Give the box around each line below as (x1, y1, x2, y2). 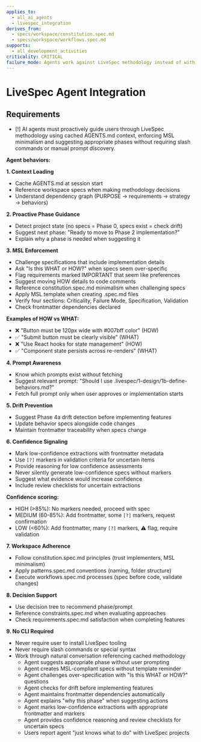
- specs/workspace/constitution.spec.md (11, 31, 114, 37)
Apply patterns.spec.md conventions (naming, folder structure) (14, 566, 172, 574)
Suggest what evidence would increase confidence (14, 475, 143, 483)
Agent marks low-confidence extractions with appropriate (23, 703, 168, 711)
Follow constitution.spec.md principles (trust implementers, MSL (14, 554, 175, 561)
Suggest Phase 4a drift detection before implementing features (14, 413, 172, 420)
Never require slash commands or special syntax (14, 645, 137, 653)
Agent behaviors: (6, 156, 51, 163)
